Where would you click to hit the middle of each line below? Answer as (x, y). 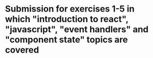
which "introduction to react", (67, 19)
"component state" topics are (67, 40)
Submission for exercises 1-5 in (70, 9)
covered (22, 50)
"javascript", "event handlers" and (77, 29)
